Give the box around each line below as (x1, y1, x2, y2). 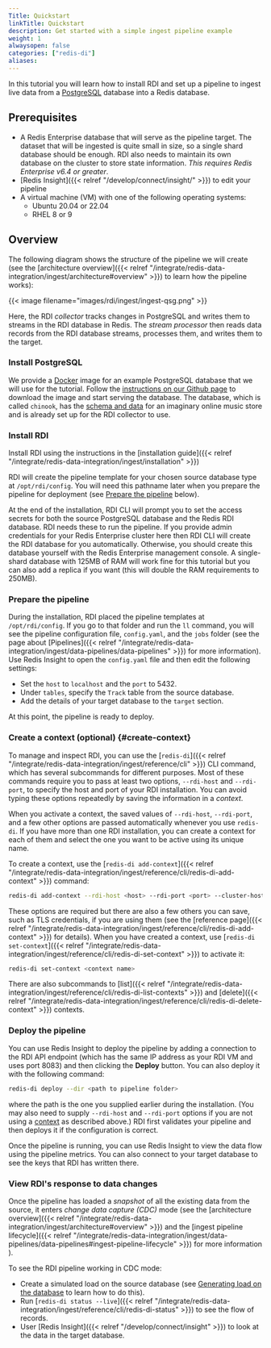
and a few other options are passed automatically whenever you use (8, 817, 236, 827)
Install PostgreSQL (8, 357, 83, 368)
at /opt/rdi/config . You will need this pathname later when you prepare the (8, 481, 261, 490)
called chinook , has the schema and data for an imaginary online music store (8, 401, 263, 411)
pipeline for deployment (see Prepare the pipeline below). (8, 490, 200, 499)
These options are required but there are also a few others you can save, (8, 906, 250, 916)
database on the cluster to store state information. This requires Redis (19, 158, 252, 168)
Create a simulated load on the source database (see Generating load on (19, 1279, 262, 1288)
